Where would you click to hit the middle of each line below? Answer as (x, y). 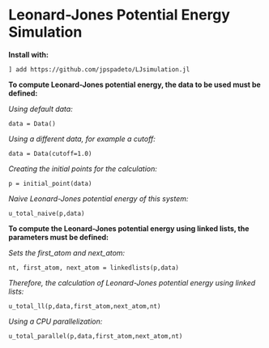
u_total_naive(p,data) (47, 213)
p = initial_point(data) (50, 183)
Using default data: (41, 109)
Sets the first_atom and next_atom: (67, 252)
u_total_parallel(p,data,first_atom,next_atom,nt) (96, 336)
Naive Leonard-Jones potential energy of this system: (98, 198)
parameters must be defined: (59, 237)
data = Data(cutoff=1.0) (50, 153)
